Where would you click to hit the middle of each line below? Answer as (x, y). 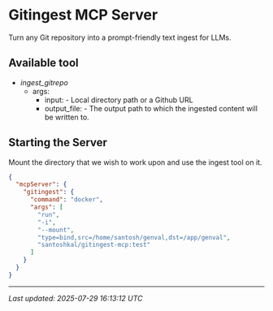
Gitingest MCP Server (83, 15)
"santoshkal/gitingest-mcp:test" (94, 245)
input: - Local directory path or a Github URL (119, 100)
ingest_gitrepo (44, 82)
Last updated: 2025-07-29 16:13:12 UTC (76, 298)
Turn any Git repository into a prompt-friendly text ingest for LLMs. (120, 37)
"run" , (49, 214)
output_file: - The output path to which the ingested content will (151, 108)
